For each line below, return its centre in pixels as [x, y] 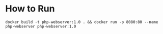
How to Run [30, 9]
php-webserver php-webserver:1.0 [41, 26]
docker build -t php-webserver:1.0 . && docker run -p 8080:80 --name [82, 22]
